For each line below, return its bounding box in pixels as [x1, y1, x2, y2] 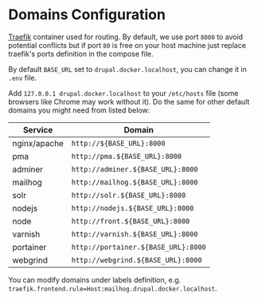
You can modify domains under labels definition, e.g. [8, 275, 182, 284]
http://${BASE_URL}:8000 [71, 138, 166, 148]
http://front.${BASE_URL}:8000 [71, 216, 190, 225]
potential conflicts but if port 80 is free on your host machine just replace [8, 40, 247, 50]
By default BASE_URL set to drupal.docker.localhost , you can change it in [8, 64, 247, 73]
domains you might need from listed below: [8, 105, 150, 115]
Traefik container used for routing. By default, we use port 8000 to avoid [8, 32, 244, 42]
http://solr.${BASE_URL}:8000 [71, 190, 186, 200]
